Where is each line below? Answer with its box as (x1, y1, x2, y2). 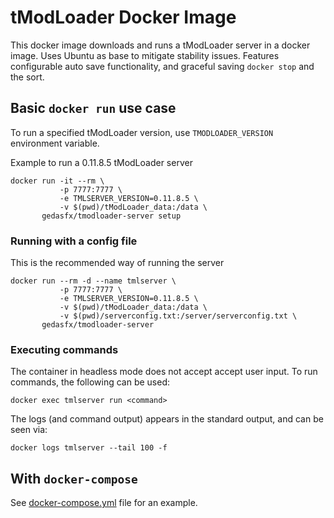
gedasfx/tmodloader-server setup (41, 211, 182, 221)
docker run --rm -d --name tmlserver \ (10, 276, 177, 286)
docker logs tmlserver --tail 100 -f (10, 443, 168, 453)
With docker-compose (10, 470, 138, 487)
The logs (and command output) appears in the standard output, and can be (10, 413, 324, 425)
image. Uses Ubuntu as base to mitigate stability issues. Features (10, 49, 280, 61)
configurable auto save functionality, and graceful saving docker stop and (10, 60, 315, 72)
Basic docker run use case (10, 100, 177, 117)
